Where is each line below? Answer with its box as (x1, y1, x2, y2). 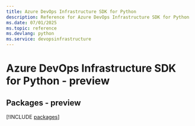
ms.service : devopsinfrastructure (6, 36, 92, 42)
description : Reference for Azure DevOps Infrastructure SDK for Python (6, 14, 190, 20)
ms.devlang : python (6, 31, 55, 37)
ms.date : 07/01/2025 (6, 20, 57, 25)
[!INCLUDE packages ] (6, 114, 60, 120)
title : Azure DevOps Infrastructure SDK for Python (6, 8, 136, 15)
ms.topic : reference (6, 25, 57, 31)
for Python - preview (6, 75, 110, 88)
